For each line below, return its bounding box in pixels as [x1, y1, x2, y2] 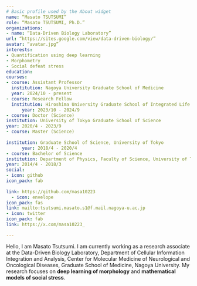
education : [6, 69, 33, 75]
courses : [6, 74, 28, 80]
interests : [6, 47, 33, 53]
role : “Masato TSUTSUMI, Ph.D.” [6, 19, 85, 25]
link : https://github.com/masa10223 [6, 189, 96, 194]
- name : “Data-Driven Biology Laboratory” [6, 31, 111, 36]
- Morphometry [6, 58, 41, 63]
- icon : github [6, 173, 43, 179]
